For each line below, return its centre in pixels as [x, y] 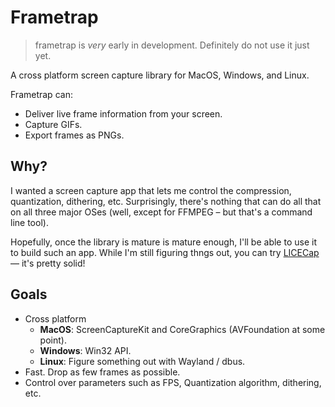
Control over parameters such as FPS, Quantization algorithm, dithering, [173, 382]
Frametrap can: [41, 94]
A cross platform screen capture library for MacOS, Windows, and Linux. [160, 75]
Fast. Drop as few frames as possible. [102, 372]
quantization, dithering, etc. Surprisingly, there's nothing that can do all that [166, 201]
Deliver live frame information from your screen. [123, 113]
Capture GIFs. [53, 124]
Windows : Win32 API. [85, 350]
